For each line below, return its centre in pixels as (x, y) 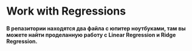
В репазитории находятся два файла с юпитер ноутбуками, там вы (96, 28)
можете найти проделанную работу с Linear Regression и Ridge (91, 35)
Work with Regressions (66, 11)
